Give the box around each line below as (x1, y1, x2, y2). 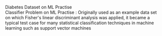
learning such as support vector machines (5, 25, 92, 31)
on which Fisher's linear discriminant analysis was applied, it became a (5, 15, 150, 20)
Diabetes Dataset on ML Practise (5, 4, 72, 10)
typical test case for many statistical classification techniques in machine (5, 20, 155, 26)
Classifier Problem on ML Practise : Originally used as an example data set (5, 9, 157, 15)
